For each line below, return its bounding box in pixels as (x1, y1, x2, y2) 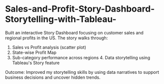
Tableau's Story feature (12, 60, 60, 66)
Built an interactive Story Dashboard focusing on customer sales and (5, 30, 143, 35)
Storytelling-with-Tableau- (5, 14, 117, 25)
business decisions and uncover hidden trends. (5, 74, 101, 80)
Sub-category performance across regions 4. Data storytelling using (12, 54, 150, 60)
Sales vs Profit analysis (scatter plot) (12, 44, 87, 50)
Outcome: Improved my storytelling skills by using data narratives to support (5, 69, 159, 75)
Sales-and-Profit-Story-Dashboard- (5, 3, 155, 15)
